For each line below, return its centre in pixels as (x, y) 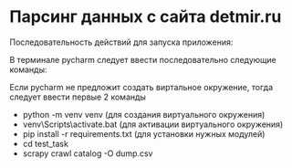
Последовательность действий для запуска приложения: (121, 42)
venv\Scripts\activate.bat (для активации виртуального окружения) (153, 124)
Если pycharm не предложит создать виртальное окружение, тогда (141, 87)
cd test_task (45, 143)
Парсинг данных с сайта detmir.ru (146, 17)
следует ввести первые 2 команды (78, 97)
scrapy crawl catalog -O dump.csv (88, 153)
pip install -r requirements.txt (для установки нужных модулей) (144, 133)
